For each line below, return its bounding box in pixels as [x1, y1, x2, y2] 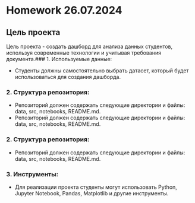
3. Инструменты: [6, 170, 58, 178]
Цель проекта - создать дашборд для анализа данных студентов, [6, 43, 173, 50]
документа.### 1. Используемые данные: [6, 56, 112, 62]
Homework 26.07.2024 [6, 4, 122, 17]
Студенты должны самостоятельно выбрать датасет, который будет [14, 67, 189, 74]
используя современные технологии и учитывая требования [6, 49, 162, 56]
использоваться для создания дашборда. [14, 74, 121, 80]
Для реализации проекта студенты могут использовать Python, [14, 183, 177, 191]
